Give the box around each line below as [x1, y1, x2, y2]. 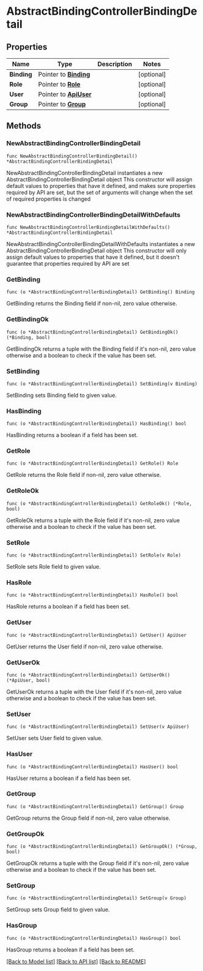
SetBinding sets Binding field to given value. [6, 391, 117, 399]
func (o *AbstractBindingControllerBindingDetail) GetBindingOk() [6, 329, 179, 335]
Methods [6, 121, 41, 131]
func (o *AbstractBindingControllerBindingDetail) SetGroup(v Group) [6, 895, 187, 901]
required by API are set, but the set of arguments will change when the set [6, 189, 193, 196]
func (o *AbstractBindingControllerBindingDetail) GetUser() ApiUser [6, 632, 187, 638]
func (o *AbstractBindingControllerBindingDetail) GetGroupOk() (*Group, [6, 844, 198, 850]
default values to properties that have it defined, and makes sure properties [6, 182, 196, 189]
